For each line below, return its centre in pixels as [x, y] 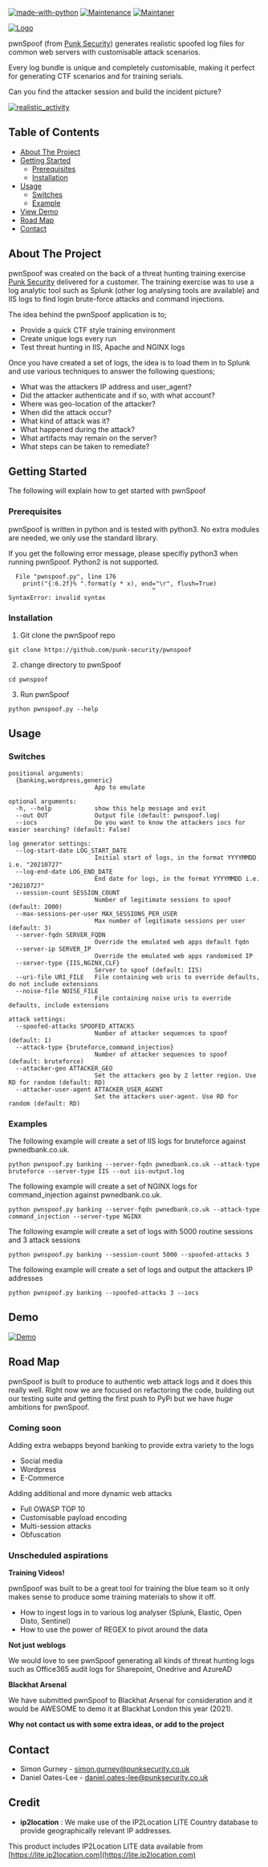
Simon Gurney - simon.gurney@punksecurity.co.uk [105, 1769]
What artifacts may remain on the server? [88, 438]
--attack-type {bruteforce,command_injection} [95, 1047]
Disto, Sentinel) [45, 1621]
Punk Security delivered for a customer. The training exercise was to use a [131, 282]
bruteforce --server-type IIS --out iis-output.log [96, 1172]
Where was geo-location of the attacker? [88, 404]
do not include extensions [53, 984]
